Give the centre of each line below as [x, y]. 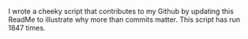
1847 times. [27, 28]
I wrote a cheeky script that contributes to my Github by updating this [121, 11]
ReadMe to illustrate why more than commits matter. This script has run [124, 19]
